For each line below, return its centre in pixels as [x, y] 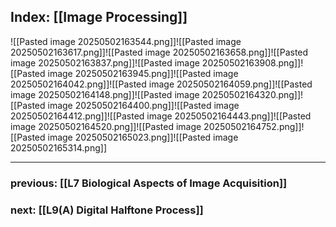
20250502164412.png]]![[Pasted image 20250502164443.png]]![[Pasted [161, 116]
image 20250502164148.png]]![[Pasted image [105, 94]
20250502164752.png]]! [254, 126]
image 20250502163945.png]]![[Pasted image [143, 73]
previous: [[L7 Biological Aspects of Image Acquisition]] [149, 183]
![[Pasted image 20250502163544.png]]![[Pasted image [126, 41]
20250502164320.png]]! [252, 94]
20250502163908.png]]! [252, 62]
